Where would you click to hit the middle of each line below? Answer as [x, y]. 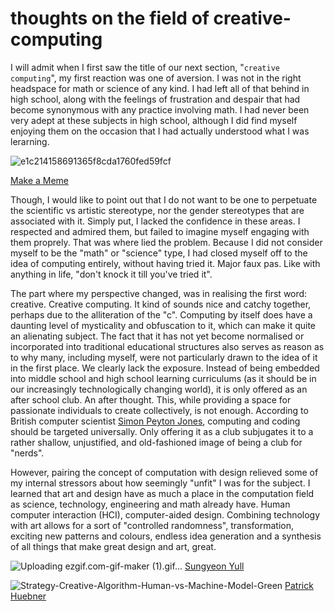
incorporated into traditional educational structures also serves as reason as [167, 346]
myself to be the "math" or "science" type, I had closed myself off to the [159, 253]
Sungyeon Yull [214, 566]
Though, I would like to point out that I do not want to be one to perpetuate [164, 199]
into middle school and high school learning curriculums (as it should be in [163, 378]
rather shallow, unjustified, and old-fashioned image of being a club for [156, 442]
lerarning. [30, 141]
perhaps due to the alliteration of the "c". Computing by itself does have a [161, 314]
